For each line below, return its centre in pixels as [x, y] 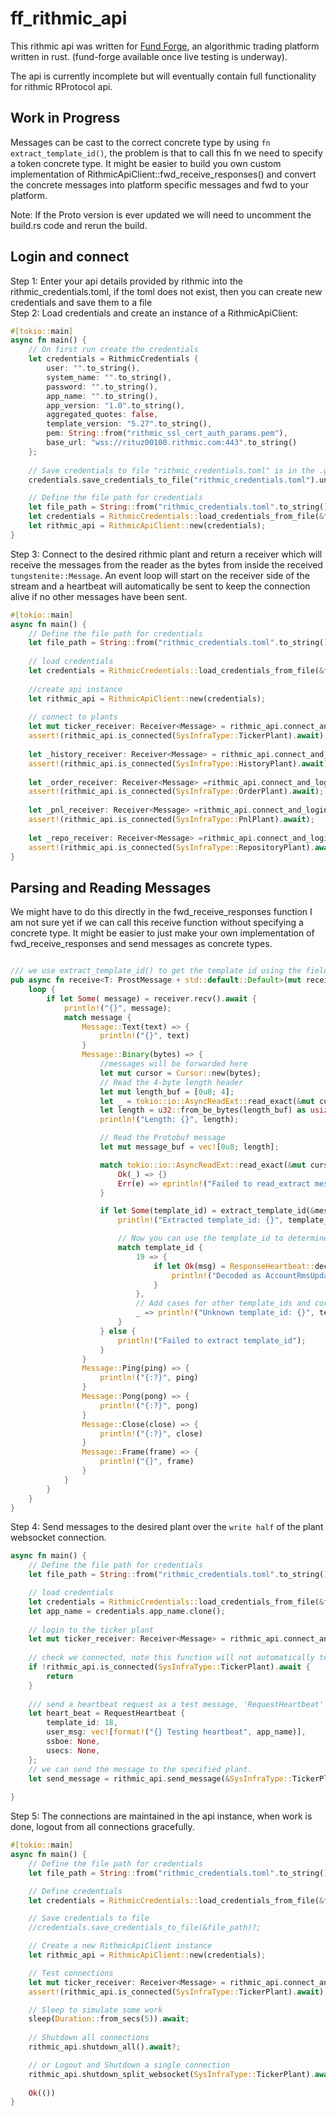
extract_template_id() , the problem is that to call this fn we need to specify [166, 153]
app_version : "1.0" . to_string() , [116, 405]
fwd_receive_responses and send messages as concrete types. [141, 944]
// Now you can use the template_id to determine [223, 1238]
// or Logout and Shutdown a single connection [129, 2065]
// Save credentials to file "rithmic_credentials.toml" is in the [171, 470]
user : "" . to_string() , [93, 368]
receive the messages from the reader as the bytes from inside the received [166, 564]
